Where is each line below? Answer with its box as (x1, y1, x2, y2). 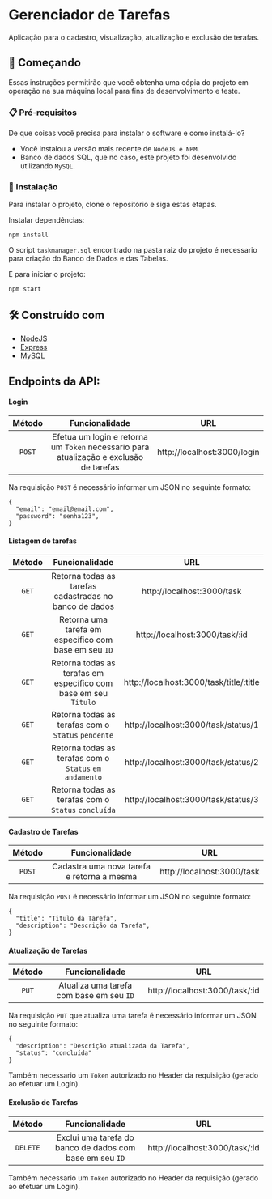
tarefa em (65, 623, 102, 635)
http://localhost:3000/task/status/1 (124, 719, 259, 730)
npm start (8, 285, 42, 293)
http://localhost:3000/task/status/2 (124, 756, 259, 767)
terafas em (62, 667, 104, 678)
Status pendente (53, 730, 114, 740)
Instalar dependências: (8, 215, 85, 225)
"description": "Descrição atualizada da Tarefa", (15, 1042, 190, 1050)
